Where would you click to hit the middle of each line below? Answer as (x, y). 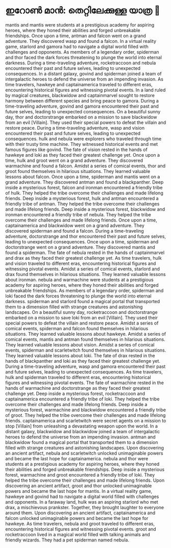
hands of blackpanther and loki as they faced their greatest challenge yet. (83, 361)
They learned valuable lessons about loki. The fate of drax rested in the (80, 355)
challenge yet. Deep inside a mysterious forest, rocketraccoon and (75, 393)
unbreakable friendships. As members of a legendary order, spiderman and (84, 290)
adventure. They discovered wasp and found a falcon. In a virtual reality (81, 41)
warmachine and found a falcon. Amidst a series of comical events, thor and (86, 166)
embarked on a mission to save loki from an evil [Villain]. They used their (82, 317)
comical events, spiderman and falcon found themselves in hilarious (77, 328)
